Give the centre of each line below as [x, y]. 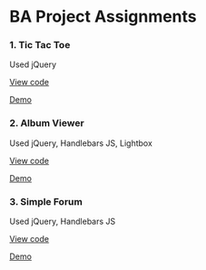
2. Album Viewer [47, 123]
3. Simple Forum [46, 201]
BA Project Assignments [103, 17]
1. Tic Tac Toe [40, 45]
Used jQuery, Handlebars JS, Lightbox [81, 143]
